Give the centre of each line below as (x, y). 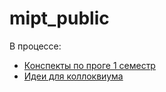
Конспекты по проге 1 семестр (89, 65)
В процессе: (35, 46)
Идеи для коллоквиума (73, 76)
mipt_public (59, 18)
